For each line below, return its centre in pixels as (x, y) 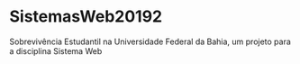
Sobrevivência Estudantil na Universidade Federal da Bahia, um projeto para (150, 41)
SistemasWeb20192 (86, 17)
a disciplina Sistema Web (56, 50)
